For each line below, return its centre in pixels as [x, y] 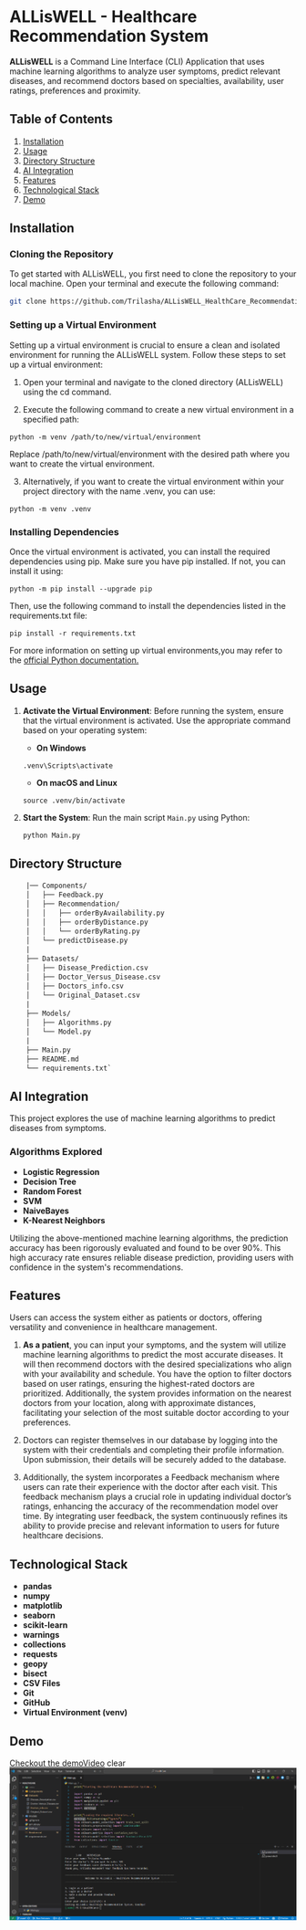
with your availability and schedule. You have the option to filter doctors [157, 1374]
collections [44, 1644]
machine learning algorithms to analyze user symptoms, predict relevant [145, 71]
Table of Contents [61, 119]
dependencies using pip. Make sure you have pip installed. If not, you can [148, 561]
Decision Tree [50, 1181]
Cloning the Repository [61, 255]
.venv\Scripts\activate [68, 766]
